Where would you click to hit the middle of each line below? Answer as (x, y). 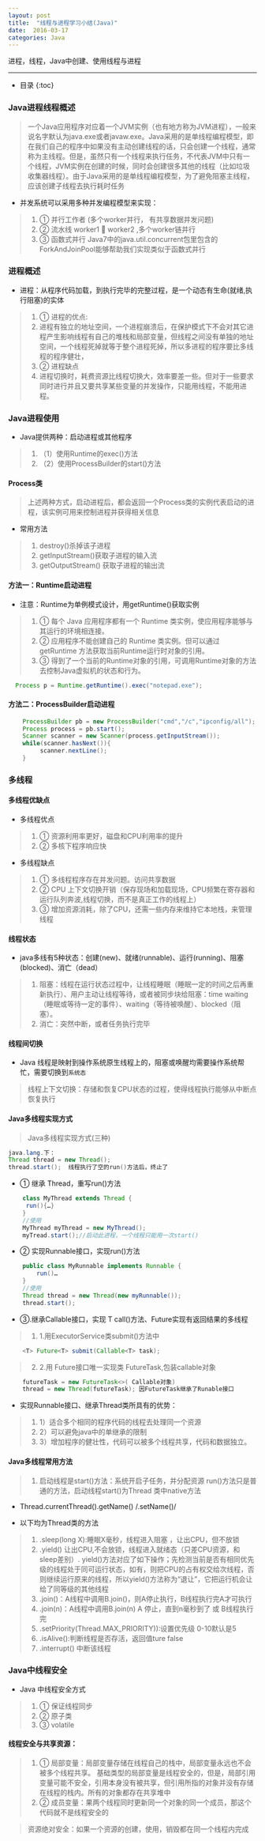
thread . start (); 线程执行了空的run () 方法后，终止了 (88, 1168)
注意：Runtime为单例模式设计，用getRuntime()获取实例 (109, 604)
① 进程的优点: (63, 316)
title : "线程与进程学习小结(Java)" (63, 23)
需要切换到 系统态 (60, 1073)
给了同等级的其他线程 (74, 1589)
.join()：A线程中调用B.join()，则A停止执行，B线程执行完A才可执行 (146, 1598)
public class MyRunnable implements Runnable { (102, 1266)
